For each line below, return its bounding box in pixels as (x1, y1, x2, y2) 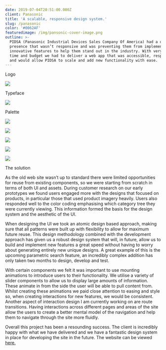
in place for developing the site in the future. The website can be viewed (5, 335, 152, 341)
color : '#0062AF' (5, 26, 41, 31)
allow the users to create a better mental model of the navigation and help (5, 309, 156, 315)
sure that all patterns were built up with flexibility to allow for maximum (5, 226, 149, 232)
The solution (5, 165, 31, 171)
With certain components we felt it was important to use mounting (5, 267, 140, 273)
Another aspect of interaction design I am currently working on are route (5, 299, 153, 305)
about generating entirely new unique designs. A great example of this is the (5, 247, 161, 253)
